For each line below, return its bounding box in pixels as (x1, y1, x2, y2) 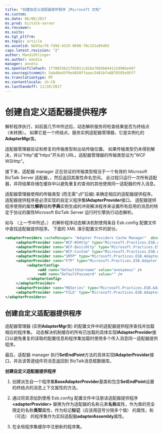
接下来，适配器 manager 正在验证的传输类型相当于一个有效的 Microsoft (5, 169, 147, 174)
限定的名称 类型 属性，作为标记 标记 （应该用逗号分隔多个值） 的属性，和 (12, 407, 154, 413)
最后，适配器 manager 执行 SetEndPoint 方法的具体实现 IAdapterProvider (5, 352, 150, 358)
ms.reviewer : (5, 25, 32, 30)
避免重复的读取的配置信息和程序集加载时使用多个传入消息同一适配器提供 (13, 335, 158, 341)
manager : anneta (5, 61, 38, 66)
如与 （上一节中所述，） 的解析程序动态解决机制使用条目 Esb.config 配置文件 (5, 220, 157, 226)
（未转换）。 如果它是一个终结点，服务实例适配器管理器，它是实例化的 (5, 130, 145, 135)
